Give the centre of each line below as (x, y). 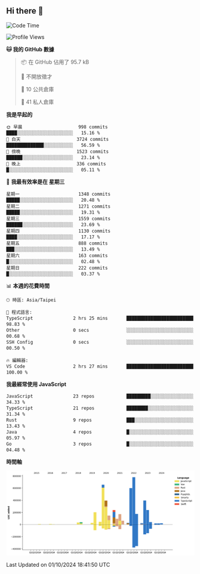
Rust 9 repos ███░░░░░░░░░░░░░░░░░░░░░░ (100, 420)
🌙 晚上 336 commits (56, 164)
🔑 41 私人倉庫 (37, 101)
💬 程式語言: (19, 312)
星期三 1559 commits (59, 218)
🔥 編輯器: (17, 360)
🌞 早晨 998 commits (57, 127)
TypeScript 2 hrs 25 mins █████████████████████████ (100, 318)
